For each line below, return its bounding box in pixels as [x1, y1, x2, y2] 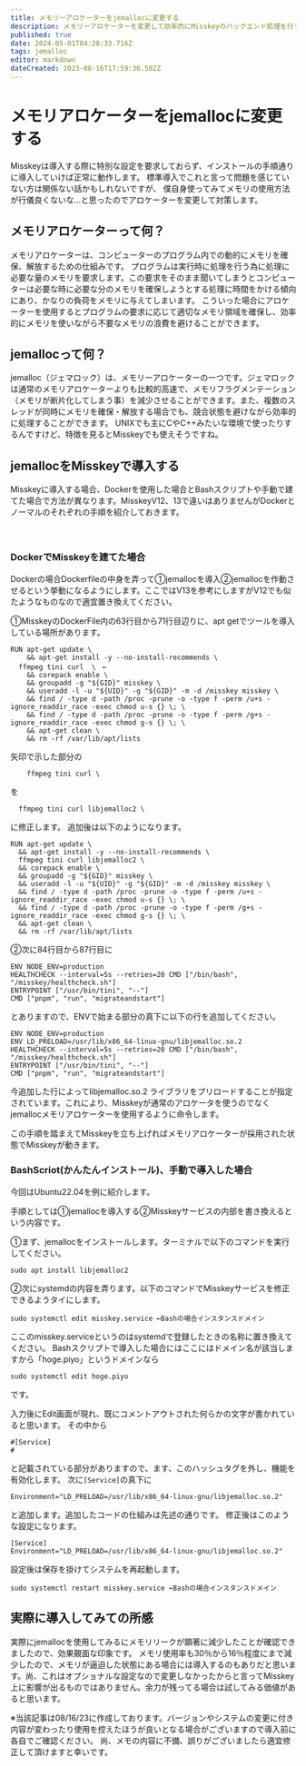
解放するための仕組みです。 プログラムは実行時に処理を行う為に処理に [25, 261, 291, 271]
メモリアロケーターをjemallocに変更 [10, 106, 282, 127]
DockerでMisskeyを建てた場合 [10, 551, 146, 564]
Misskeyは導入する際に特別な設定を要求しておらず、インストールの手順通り [10, 160, 294, 171]
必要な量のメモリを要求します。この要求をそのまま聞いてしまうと [10, 271, 257, 282]
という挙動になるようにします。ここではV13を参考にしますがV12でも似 [25, 585, 291, 596]
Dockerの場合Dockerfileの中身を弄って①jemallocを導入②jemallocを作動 [10, 573, 287, 584]
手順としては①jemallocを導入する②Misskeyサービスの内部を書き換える [10, 1205, 285, 1217]
